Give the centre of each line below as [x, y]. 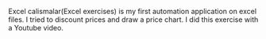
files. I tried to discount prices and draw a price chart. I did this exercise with [133, 19]
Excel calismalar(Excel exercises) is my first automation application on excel [132, 11]
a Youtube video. [36, 28]
